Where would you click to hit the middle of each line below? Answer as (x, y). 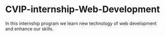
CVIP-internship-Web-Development (83, 9)
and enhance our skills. (30, 28)
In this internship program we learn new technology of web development (81, 23)
